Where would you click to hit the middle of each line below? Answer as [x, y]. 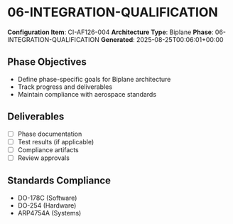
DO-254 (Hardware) [47, 205]
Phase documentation [50, 134]
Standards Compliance [59, 181]
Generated [117, 39]
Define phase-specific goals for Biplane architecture [94, 79]
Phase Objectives [47, 62]
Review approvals [43, 158]
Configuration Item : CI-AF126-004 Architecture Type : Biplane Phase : [110, 32]
